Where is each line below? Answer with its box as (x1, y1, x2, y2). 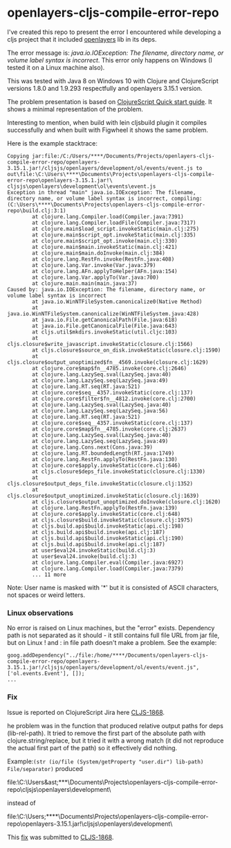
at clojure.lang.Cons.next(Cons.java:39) (32, 444, 154, 451)
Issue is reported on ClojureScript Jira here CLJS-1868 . (7, 708, 165, 716)
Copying (7, 153, 30, 159)
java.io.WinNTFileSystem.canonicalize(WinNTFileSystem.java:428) (7, 310, 199, 317)
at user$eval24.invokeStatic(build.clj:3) (32, 546, 156, 554)
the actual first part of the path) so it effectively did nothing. (7, 743, 178, 752)
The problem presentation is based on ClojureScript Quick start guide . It (7, 97, 212, 105)
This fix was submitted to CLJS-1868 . (7, 833, 114, 841)
